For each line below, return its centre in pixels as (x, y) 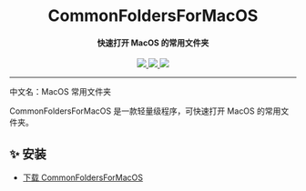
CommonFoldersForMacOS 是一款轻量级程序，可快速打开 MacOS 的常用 (145, 111)
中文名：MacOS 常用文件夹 (61, 92)
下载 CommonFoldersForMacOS (83, 177)
